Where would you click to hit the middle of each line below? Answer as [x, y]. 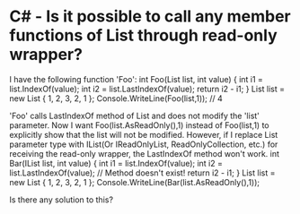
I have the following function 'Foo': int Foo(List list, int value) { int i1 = [136, 79]
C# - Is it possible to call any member [150, 17]
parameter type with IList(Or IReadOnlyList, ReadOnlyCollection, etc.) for [144, 144]
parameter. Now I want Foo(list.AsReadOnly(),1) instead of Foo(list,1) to [139, 125]
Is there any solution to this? [62, 200]
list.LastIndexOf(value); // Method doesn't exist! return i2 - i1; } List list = [142, 173]
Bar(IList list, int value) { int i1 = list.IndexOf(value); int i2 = [116, 163]
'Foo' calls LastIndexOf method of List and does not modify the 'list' [135, 116]
